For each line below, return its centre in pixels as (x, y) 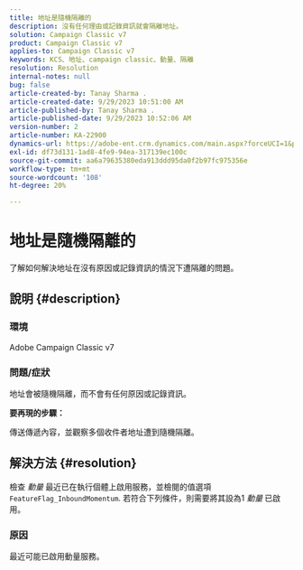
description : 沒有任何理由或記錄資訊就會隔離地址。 (96, 26)
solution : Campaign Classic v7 (68, 34)
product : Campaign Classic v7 (66, 43)
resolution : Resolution (54, 69)
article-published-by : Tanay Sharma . (82, 110)
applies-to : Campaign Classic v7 (72, 51)
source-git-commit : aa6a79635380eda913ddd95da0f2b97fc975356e (129, 160)
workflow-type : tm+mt (50, 169)
